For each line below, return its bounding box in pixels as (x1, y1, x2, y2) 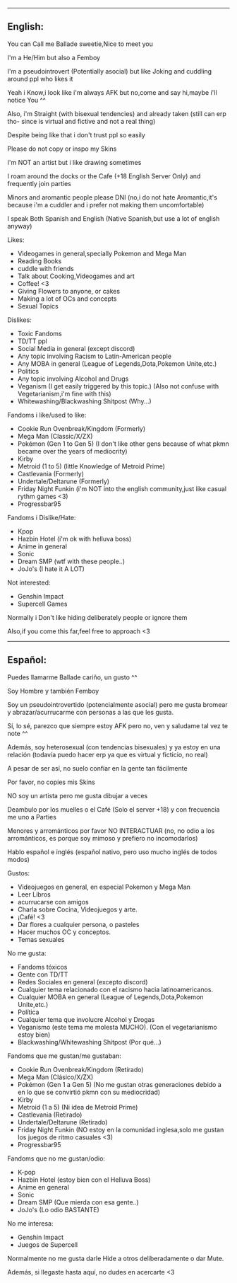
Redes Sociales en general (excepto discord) (17, 977, 148, 986)
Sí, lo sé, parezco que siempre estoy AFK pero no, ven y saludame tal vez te (7, 721, 228, 730)
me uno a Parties (7, 812, 56, 821)
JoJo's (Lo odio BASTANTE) (17, 1205, 100, 1214)
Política (17, 1008, 39, 1016)
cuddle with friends (17, 264, 74, 272)
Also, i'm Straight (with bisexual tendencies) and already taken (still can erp (7, 109, 227, 117)
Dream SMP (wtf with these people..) (17, 557, 126, 565)
